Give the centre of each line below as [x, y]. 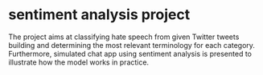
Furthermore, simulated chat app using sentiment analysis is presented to [130, 53]
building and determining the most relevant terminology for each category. [132, 45]
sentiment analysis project [99, 15]
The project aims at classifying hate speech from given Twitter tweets [124, 37]
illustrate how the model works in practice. [79, 62]
